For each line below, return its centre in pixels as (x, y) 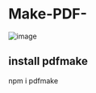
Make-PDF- (48, 14)
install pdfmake (48, 61)
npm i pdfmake (33, 80)
